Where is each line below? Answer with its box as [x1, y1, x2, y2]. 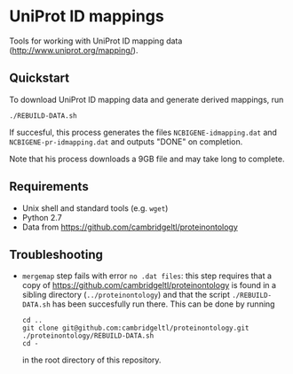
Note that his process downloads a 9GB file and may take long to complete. [9, 153, 285, 164]
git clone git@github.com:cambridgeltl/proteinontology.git [21, 323, 249, 333]
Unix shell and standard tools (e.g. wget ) [21, 202, 169, 214]
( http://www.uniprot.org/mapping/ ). [9, 44, 139, 55]
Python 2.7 [21, 212, 62, 222]
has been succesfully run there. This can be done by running [51, 299, 275, 309]
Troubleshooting [9, 246, 104, 262]
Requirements [9, 179, 89, 194]
